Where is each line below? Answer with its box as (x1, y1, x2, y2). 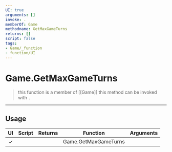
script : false (5, 36, 36, 41)
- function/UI (5, 50, 36, 55)
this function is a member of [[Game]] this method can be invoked (17, 89, 157, 95)
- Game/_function (5, 46, 42, 51)
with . (17, 95, 31, 101)
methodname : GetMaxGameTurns (5, 27, 68, 32)
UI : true (5, 7, 24, 13)
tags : (5, 41, 17, 46)
